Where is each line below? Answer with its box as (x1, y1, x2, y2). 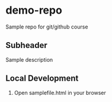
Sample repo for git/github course (5, 23, 88, 30)
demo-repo (5, 4, 63, 17)
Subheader (5, 40, 48, 50)
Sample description (5, 56, 53, 63)
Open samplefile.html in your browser (14, 89, 106, 96)
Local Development (5, 74, 79, 84)
